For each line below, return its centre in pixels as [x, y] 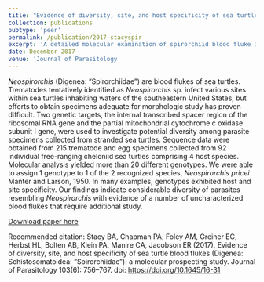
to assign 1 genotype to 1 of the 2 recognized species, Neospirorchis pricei [129, 172]
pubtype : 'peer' [35, 30]
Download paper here [43, 221]
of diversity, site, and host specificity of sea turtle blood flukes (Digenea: [126, 253]
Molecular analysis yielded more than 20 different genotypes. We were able [131, 164]
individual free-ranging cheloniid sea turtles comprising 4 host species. [124, 156]
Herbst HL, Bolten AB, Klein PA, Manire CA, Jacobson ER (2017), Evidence [128, 244]
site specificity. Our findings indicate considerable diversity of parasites [125, 190]
